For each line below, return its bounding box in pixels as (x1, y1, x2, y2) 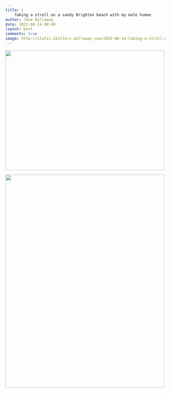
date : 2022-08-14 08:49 (5, 21, 56, 27)
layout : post (5, 27, 33, 32)
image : (5, 36, 19, 41)
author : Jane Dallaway (5, 17, 53, 22)
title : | (5, 7, 24, 13)
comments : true (5, 31, 38, 36)
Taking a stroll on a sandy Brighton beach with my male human (14, 12, 152, 17)
